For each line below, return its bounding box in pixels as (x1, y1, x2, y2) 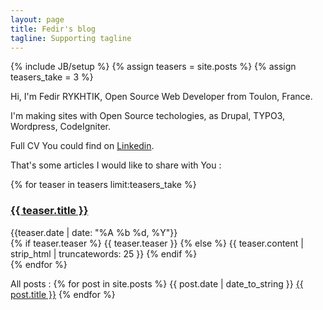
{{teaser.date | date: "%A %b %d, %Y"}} (10, 226, 178, 238)
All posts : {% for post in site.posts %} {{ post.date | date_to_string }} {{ (10, 277, 304, 290)
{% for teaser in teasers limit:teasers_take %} (10, 179, 197, 191)
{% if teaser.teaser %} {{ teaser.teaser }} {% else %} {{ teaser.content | (10, 237, 304, 249)
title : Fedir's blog (10, 24, 97, 34)
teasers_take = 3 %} (10, 71, 94, 83)
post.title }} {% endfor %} (10, 288, 116, 300)
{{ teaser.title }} (10, 204, 89, 218)
